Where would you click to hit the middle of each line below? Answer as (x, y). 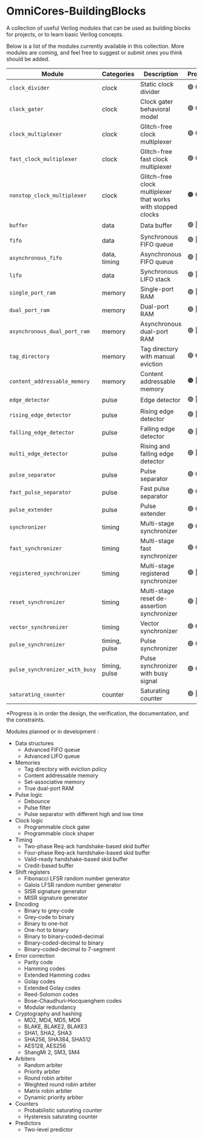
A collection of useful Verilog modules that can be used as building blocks (98, 28)
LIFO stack (155, 279)
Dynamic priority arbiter (53, 1097)
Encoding (27, 904)
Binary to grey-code (49, 911)
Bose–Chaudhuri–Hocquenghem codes (73, 1000)
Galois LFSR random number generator (73, 885)
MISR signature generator (56, 897)
